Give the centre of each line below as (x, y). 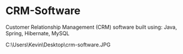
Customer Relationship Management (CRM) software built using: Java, (91, 27)
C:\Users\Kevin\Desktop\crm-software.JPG (58, 45)
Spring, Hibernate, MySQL (38, 33)
